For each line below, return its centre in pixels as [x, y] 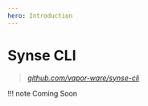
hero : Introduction [40, 16]
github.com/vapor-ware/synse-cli [83, 78]
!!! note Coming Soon [43, 93]
